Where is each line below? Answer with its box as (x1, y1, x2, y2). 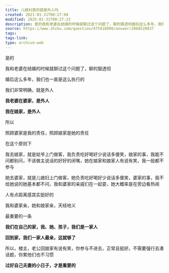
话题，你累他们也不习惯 (5, 251, 54, 257)
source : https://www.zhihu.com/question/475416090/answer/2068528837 (5, 26, 154, 31)
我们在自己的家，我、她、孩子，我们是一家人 (5, 224, 98, 230)
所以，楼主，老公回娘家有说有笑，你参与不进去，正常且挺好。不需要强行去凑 (5, 245, 164, 251)
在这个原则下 (5, 140, 32, 146)
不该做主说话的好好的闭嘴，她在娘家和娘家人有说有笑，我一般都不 (27, 157, 164, 163)
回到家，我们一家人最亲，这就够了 (5, 234, 76, 240)
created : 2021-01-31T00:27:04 (5, 12, 69, 17)
